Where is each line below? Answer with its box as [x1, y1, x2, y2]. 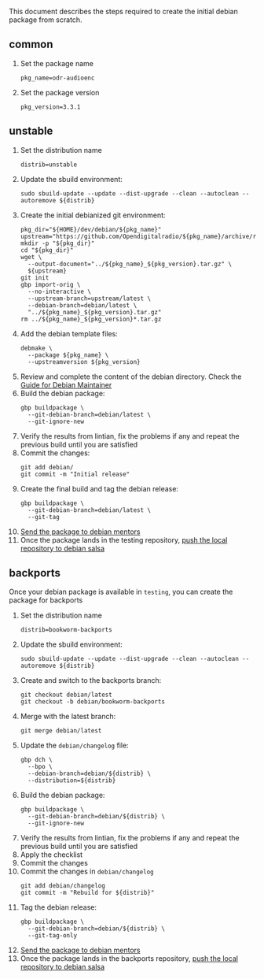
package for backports [9, 595, 83, 605]
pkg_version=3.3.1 [20, 102, 81, 111]
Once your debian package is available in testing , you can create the [9, 587, 233, 597]
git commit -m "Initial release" [20, 470, 130, 478]
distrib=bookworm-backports [20, 626, 112, 634]
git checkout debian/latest [20, 691, 112, 699]
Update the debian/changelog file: [20, 740, 129, 751]
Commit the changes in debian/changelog [20, 866, 154, 877]
